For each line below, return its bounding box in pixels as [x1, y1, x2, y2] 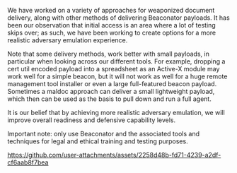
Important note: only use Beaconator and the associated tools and [7, 130, 200, 138]
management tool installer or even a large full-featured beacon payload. [7, 80, 217, 88]
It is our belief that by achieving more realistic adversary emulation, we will [7, 109, 225, 117]
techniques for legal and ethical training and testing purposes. [7, 137, 189, 145]
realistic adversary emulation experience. [7, 36, 128, 44]
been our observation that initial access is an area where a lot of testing [7, 21, 216, 29]
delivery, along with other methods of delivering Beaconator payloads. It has [7, 13, 230, 22]
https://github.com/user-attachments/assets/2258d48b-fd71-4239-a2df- [7, 151, 221, 159]
